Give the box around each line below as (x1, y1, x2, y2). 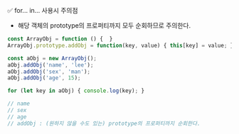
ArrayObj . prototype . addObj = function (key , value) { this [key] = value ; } (7, 42, 234, 49)
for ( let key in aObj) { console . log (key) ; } (7, 87, 144, 94)
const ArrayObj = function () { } (7, 35, 113, 43)
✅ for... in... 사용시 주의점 (7, 6, 78, 14)
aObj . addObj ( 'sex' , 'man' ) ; (7, 68, 91, 75)
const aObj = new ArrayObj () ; (7, 55, 97, 62)
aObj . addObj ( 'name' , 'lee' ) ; (7, 61, 94, 69)
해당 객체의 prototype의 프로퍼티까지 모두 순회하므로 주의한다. (17, 21, 191, 30)
